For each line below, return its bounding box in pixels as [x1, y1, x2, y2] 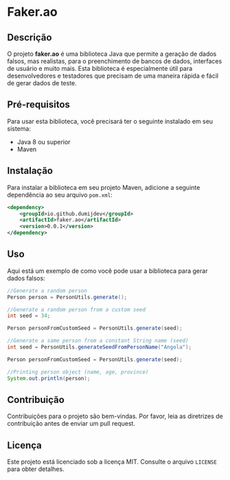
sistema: [7, 124, 31, 133]
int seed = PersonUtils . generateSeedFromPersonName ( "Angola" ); [7, 344, 192, 351]
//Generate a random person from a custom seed [7, 306, 146, 313]
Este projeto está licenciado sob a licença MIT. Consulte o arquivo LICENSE [7, 458, 218, 466]
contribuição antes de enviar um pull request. [7, 419, 136, 428]
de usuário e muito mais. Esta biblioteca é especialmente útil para [7, 65, 193, 72]
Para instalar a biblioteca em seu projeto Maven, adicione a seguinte [7, 183, 200, 191]
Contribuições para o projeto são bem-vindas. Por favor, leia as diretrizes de [7, 412, 223, 420]
